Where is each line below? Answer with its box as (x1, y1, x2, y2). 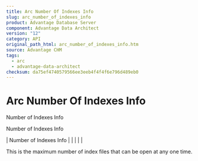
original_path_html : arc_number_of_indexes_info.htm (6, 42, 139, 48)
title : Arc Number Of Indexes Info (6, 8, 94, 15)
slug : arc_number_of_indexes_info (6, 14, 92, 20)
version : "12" (6, 31, 41, 37)
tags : (6, 52, 20, 58)
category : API (6, 36, 41, 42)
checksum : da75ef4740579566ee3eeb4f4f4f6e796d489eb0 (6, 69, 139, 75)
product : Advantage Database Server (6, 19, 96, 25)
